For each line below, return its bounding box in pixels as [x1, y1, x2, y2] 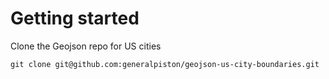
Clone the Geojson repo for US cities [10, 40, 162, 52]
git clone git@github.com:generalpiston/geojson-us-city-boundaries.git [10, 59, 320, 69]
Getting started [10, 7, 140, 30]
